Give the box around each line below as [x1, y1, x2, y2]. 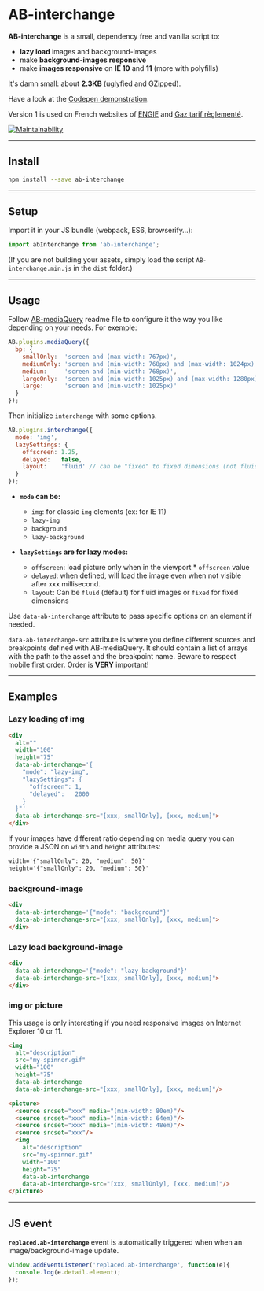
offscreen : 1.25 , [22, 448, 79, 456]
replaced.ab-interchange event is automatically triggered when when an [8, 1237, 243, 1247]
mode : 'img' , [15, 433, 58, 442]
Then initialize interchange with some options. [8, 411, 157, 420]
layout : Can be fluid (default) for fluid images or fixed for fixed [31, 588, 239, 597]
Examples [8, 690, 57, 704]
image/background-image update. [8, 1246, 119, 1256]
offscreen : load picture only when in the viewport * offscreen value [31, 563, 250, 572]
